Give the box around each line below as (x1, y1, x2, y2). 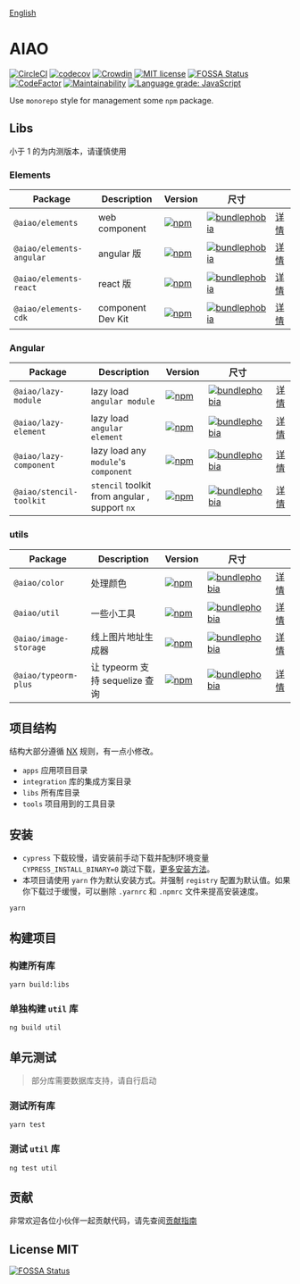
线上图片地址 (90, 630, 146, 643)
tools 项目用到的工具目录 (21, 798, 116, 809)
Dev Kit (97, 313, 129, 325)
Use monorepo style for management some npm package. (9, 95, 214, 105)
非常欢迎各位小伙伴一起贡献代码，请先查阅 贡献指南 (9, 1215, 197, 1226)
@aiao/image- (13, 633, 70, 644)
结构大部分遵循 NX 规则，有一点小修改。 (9, 746, 158, 757)
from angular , (90, 490, 150, 503)
